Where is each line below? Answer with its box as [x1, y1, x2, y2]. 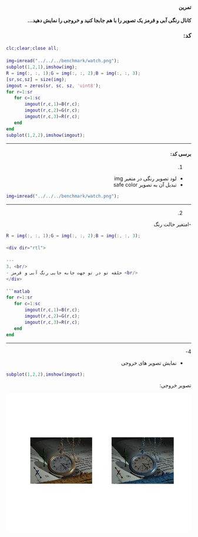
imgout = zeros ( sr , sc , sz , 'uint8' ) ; [6, 83, 101, 89]
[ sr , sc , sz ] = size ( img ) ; [6, 76, 67, 82]
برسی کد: [170, 150, 192, 157]
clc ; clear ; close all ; [6, 46, 59, 52]
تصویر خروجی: [159, 382, 192, 389]
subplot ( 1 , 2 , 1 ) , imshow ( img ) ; [6, 64, 78, 70]
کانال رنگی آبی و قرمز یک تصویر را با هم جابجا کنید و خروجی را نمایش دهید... [27, 17, 192, 24]
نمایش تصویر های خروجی [121, 359, 177, 366]
